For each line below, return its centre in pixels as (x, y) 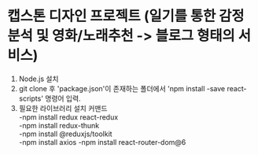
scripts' (31, 98)
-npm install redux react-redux (68, 117)
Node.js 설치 (39, 79)
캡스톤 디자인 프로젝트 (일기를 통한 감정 (126, 16)
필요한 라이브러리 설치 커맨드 (63, 108)
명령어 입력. (63, 98)
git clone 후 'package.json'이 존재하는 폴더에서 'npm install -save (122, 88)
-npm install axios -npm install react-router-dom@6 (102, 142)
